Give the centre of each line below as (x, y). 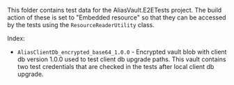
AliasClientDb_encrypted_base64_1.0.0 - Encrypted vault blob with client (122, 52)
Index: (16, 38)
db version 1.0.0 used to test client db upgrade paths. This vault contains (122, 59)
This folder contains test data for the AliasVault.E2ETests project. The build (115, 10)
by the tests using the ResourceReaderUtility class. (81, 25)
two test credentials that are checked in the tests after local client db (116, 67)
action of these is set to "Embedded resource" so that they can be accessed (117, 17)
